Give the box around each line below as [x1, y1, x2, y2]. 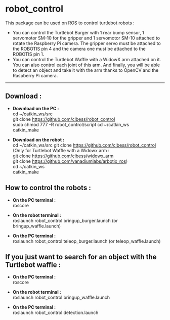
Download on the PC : [12, 105, 59, 111]
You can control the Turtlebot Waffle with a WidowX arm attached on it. [12, 56, 161, 62]
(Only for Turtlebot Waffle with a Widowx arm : [12, 147, 110, 153]
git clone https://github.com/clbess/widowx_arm [12, 153, 114, 159]
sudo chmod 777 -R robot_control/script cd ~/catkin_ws [12, 121, 130, 127]
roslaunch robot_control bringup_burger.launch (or [12, 217, 118, 223]
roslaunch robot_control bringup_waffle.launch [12, 294, 110, 301]
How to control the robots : [5, 184, 91, 192]
